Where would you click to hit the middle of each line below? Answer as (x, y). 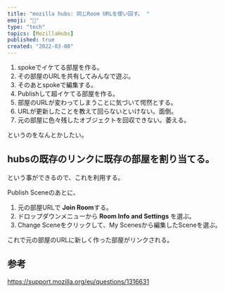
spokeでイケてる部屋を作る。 (60, 67)
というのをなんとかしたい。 (47, 135)
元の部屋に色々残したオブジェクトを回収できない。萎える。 (104, 120)
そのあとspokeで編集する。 (57, 85)
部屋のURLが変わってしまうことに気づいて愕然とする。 (97, 102)
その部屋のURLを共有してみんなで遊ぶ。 (76, 76)
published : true (31, 40)
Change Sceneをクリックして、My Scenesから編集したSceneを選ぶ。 (119, 225)
